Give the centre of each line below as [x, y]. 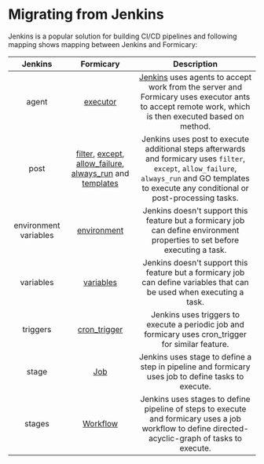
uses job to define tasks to [195, 376]
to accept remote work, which [195, 106]
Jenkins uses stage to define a [195, 356]
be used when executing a [195, 292]
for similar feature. [195, 344]
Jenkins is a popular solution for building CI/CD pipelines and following [123, 36]
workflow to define [176, 428]
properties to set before [196, 239]
